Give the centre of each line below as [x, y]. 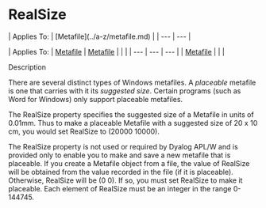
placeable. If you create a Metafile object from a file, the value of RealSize [129, 163]
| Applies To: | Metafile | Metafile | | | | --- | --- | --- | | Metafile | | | [116, 51]
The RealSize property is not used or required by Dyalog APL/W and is [123, 146]
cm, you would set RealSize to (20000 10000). [84, 131]
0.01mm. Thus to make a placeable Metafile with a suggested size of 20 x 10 [133, 123]
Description [27, 67]
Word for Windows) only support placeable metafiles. [96, 99]
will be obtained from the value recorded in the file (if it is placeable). [121, 172]
